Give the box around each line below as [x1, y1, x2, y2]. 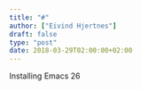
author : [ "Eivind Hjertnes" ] [9, 21, 117, 30]
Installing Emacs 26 [9, 70, 81, 81]
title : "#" [9, 12, 50, 22]
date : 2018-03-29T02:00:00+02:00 [9, 46, 133, 55]
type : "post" [9, 37, 58, 47]
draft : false [9, 29, 58, 38]
